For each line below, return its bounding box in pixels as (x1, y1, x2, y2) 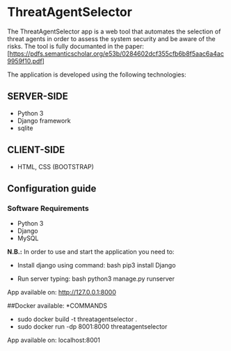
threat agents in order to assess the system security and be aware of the (7, 34, 216, 42)
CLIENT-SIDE (7, 144, 65, 156)
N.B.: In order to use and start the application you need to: (7, 248, 175, 256)
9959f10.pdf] (7, 56, 45, 65)
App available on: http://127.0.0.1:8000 (7, 288, 116, 297)
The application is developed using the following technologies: (7, 70, 186, 79)
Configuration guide (7, 182, 97, 194)
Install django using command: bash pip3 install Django (17, 261, 176, 270)
